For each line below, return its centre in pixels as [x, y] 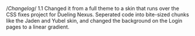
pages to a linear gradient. [38, 27]
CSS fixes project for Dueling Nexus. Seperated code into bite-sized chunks [97, 15]
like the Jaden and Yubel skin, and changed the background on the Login [94, 21]
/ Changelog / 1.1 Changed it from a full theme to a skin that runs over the [93, 8]
